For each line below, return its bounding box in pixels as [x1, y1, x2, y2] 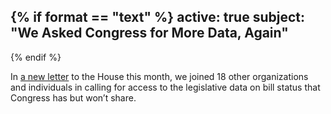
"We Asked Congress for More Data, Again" [10, 25, 289, 42]
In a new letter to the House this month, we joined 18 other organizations [10, 70, 309, 82]
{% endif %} [10, 51, 62, 63]
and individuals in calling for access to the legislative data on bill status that [10, 81, 321, 93]
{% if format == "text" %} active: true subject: [10, 9, 305, 26]
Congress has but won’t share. [10, 91, 137, 104]
